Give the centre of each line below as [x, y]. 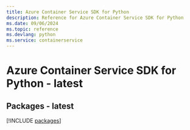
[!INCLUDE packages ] [34, 121]
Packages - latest [40, 106]
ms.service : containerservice [45, 40]
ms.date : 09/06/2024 [33, 23]
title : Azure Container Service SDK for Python [68, 12]
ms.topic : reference [33, 29]
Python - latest [45, 84]
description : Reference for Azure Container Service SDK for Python [95, 18]
